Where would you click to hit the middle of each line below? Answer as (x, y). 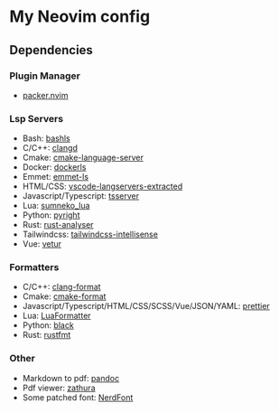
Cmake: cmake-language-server (83, 158)
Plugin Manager (45, 76)
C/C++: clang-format (61, 287)
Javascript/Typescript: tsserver (81, 196)
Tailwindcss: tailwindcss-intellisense (90, 234)
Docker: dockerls (54, 167)
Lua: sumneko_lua (56, 206)
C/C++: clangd (50, 148)
